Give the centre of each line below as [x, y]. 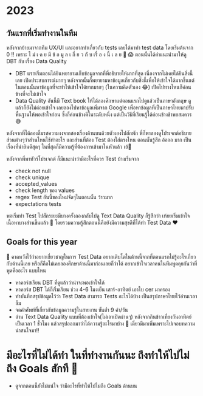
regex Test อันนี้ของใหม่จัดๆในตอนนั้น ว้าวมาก [64, 197]
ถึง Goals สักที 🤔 [42, 369]
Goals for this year [42, 242]
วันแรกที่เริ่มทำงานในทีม [42, 33]
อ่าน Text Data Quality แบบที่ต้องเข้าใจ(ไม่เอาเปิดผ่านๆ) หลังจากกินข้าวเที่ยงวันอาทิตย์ [103, 316]
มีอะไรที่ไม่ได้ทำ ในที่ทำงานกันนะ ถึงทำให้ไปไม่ [98, 355]
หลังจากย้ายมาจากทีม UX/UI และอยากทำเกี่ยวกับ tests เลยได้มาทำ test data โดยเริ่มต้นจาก [100, 47]
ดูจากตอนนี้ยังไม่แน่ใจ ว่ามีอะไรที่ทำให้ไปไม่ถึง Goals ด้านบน [76, 386]
